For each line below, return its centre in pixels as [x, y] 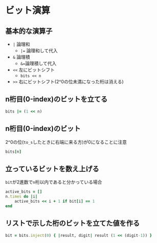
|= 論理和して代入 [39, 51]
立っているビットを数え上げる [52, 169]
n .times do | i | [21, 197]
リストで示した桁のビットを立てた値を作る [72, 223]
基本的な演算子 [29, 31]
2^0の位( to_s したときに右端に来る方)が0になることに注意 [66, 142]
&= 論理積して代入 [38, 63]
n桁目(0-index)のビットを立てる [57, 100]
